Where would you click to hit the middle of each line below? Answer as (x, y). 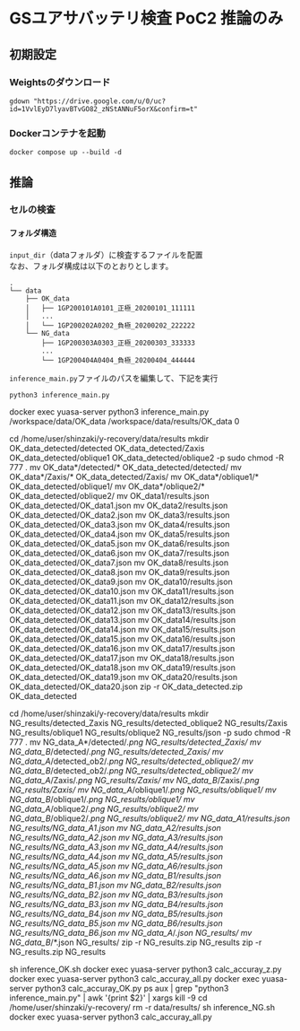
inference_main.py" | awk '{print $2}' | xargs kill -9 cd (108, 998)
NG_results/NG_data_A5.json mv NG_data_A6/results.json (116, 866)
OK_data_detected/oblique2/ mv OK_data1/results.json (109, 495)
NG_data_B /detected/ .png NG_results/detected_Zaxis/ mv (116, 751)
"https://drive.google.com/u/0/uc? (99, 101)
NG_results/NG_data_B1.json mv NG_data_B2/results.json (116, 885)
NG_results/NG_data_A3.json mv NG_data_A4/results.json (116, 847)
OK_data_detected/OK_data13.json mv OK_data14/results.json (123, 619)
